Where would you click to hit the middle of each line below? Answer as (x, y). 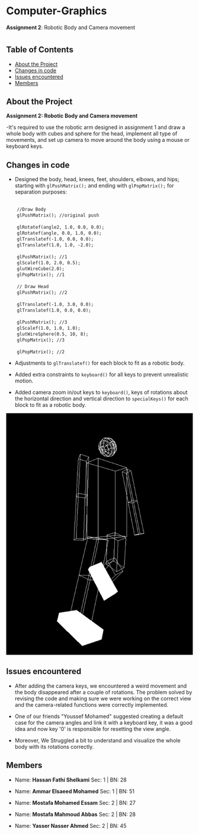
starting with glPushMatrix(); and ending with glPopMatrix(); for (94, 186)
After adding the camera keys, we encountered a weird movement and (101, 686)
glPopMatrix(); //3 (41, 340)
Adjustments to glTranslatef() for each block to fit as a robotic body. (99, 363)
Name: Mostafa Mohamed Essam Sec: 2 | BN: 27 (75, 802)
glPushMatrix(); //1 (42, 257)
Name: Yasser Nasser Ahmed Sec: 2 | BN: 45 (70, 825)
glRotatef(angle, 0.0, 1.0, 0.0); (59, 233)
